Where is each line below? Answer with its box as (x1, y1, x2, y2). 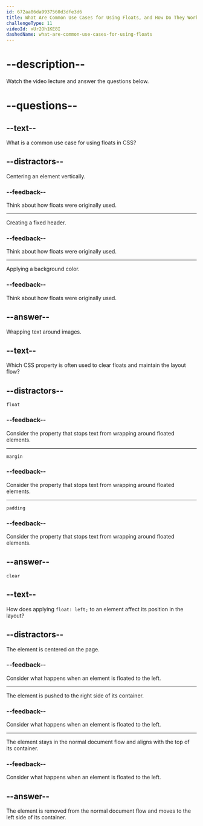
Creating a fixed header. (6, 219, 66, 226)
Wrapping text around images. (6, 328, 82, 335)
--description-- (6, 58, 86, 72)
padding (6, 505, 26, 511)
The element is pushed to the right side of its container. (6, 692, 144, 699)
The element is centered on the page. (6, 645, 100, 653)
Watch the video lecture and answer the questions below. (6, 78, 149, 85)
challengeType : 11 (6, 20, 53, 26)
